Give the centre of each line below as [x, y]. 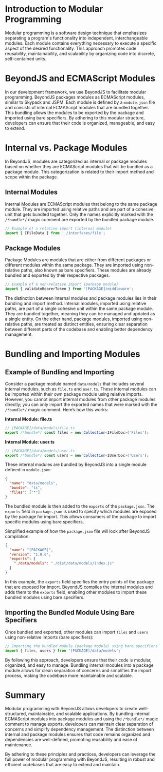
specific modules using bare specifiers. [45, 521]
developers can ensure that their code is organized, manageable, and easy [80, 123]
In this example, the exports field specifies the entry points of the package [80, 581]
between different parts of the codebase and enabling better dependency [79, 329]
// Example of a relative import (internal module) [58, 228]
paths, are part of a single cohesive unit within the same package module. [79, 309]
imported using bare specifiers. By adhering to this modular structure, [75, 117]
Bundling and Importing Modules [73, 354]
